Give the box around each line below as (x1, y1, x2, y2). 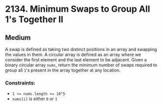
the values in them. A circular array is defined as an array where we (5, 52, 141, 57)
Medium (5, 33, 31, 42)
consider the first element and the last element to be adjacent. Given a (5, 57, 147, 62)
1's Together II (5, 14, 64, 25)
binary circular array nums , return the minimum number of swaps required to (5, 62, 158, 68)
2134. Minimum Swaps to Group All (5, 3, 150, 15)
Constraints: (5, 79, 36, 86)
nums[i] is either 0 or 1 (12, 96, 58, 102)
